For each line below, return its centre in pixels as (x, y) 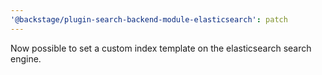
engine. (26, 58)
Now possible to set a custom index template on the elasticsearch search (161, 48)
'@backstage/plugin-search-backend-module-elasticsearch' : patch (149, 19)
